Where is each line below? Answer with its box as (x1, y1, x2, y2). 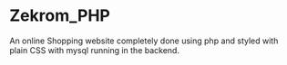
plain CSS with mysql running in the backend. (9, 44, 180, 55)
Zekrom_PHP (9, 5, 111, 26)
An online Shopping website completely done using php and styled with (9, 35, 279, 46)
